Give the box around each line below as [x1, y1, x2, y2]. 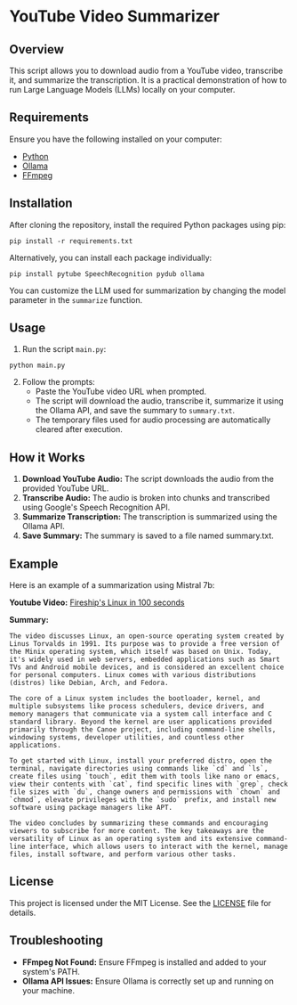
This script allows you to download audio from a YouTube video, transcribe [9, 65, 284, 76]
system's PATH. [21, 966, 80, 976]
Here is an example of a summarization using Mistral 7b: [9, 580, 215, 591]
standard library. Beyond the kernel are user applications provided [9, 717, 273, 727]
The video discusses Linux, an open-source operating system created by [9, 632, 285, 641]
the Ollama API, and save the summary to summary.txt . [35, 405, 236, 416]
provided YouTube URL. [21, 483, 109, 494]
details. [9, 907, 36, 918]
